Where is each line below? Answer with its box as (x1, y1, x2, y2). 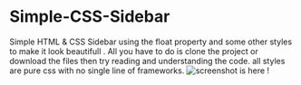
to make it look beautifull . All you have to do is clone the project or (9, 45, 258, 56)
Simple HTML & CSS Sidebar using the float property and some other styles (9, 36, 293, 47)
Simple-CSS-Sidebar (9, 6, 170, 27)
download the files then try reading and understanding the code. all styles (9, 55, 286, 66)
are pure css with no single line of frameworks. (9, 65, 185, 76)
